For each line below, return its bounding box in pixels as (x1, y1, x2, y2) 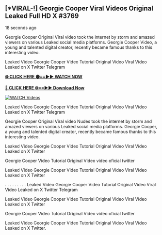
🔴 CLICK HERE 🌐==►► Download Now (5, 85, 85, 90)
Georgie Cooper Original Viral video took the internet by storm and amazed (5, 34, 155, 40)
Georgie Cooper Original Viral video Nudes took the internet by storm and (5, 118, 152, 124)
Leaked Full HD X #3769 (5, 12, 79, 20)
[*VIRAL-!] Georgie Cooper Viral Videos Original (5, 4, 154, 13)
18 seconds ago (5, 25, 37, 30)
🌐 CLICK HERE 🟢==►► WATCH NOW (5, 73, 82, 79)
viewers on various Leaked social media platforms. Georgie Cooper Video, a (5, 39, 157, 45)
